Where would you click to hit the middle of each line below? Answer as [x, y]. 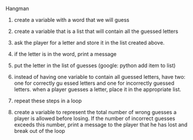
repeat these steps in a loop [48, 101]
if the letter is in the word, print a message [65, 54]
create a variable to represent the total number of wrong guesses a [95, 112]
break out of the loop [39, 131]
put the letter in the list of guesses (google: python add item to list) [95, 65]
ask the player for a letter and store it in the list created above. [89, 43]
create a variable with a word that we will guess [72, 20]
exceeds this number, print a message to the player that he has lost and [101, 125]
